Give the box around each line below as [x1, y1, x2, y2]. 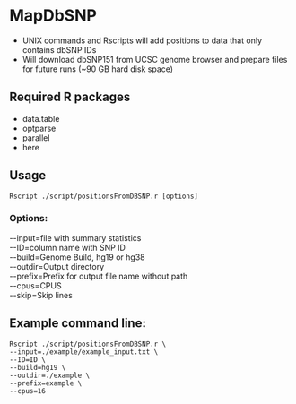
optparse [22, 123, 57, 133]
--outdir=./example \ [9, 371, 91, 380]
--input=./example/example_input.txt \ [9, 347, 159, 357]
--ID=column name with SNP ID [9, 242, 126, 253]
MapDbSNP [9, 5, 97, 26]
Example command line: [9, 315, 146, 331]
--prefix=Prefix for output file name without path [9, 271, 188, 281]
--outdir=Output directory [9, 261, 105, 271]
